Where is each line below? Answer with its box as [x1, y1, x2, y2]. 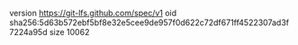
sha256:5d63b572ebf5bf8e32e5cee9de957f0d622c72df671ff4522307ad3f [9, 17, 290, 28]
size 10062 [49, 27, 90, 37]
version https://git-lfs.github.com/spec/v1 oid [9, 8, 177, 18]
